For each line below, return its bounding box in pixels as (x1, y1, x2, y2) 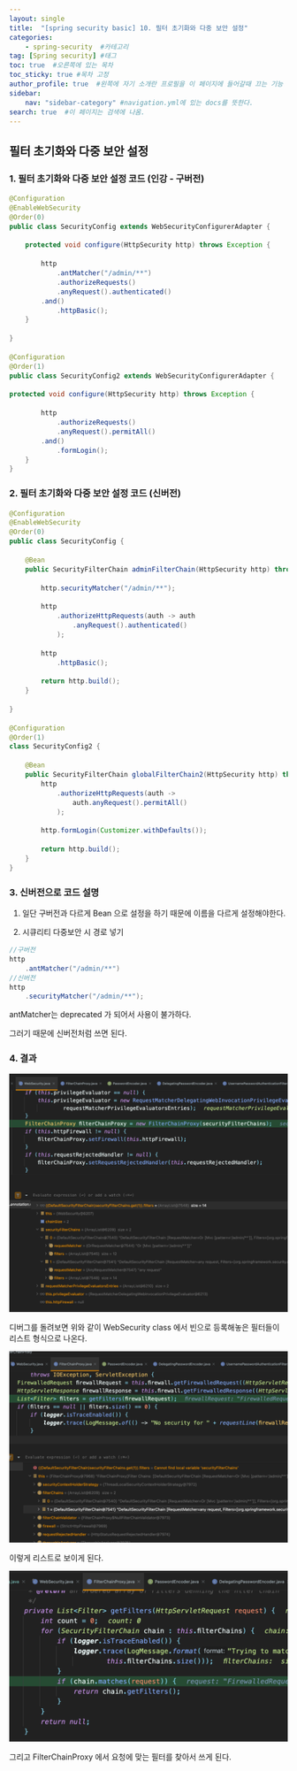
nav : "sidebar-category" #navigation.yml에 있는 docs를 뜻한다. (25, 98, 254, 107)
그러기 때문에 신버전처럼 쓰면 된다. (9, 1028, 127, 1039)
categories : (9, 33, 53, 42)
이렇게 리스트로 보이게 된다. (9, 1552, 104, 1563)
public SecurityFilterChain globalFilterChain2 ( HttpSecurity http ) (25, 770, 278, 779)
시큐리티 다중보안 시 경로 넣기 (21, 927, 124, 938)
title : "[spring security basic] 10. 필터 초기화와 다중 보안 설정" (9, 23, 248, 33)
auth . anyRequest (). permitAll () (72, 798, 188, 807)
